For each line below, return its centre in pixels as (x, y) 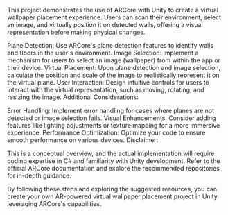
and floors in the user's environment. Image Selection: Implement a (103, 53)
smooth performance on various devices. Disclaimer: (83, 140)
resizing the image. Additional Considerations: (73, 97)
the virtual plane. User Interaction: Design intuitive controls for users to (108, 82)
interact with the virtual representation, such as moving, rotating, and (106, 90)
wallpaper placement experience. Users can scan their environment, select (114, 17)
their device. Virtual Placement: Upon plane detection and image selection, (114, 68)
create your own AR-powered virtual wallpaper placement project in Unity (113, 196)
